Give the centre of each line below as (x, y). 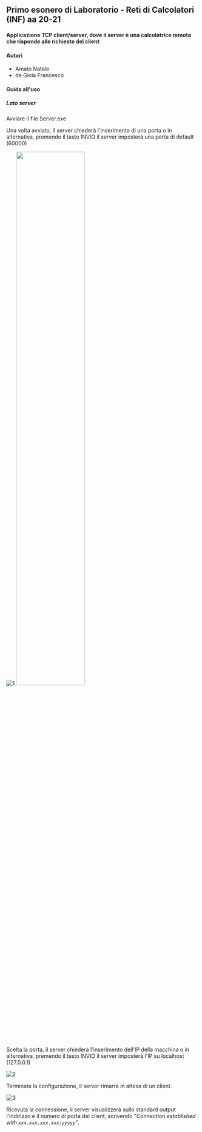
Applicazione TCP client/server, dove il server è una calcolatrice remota (99, 35)
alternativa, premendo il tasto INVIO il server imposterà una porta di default (100, 137)
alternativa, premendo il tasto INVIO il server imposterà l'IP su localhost (95, 1056)
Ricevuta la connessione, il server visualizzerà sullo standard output (91, 1110)
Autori (15, 55)
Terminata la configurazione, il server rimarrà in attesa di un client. (89, 1086)
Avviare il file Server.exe (36, 119)
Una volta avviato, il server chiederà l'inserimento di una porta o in (89, 130)
